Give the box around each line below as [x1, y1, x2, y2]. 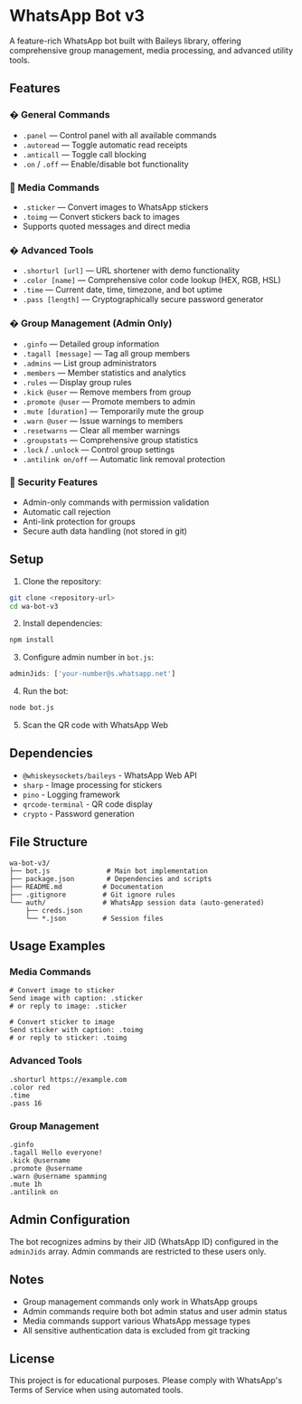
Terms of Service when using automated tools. [9, 1385, 184, 1396]
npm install [9, 635, 54, 645]
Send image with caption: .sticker [9, 994, 144, 1003]
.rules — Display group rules [22, 376, 133, 387]
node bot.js [9, 703, 54, 713]
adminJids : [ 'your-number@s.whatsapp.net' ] [9, 669, 176, 678]
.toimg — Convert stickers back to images [22, 211, 181, 222]
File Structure [9, 834, 88, 850]
